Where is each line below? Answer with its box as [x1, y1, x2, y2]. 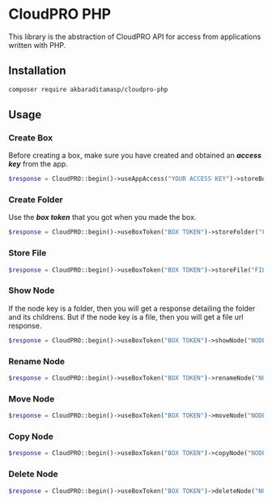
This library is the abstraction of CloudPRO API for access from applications [8, 32, 261, 41]
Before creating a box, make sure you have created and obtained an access [8, 151, 261, 161]
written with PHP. [8, 40, 66, 49]
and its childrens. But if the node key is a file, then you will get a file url [8, 312, 244, 321]
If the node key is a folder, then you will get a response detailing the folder [8, 303, 256, 313]
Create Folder [8, 194, 63, 205]
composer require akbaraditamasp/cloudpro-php [8, 85, 168, 93]
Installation [8, 64, 66, 78]
